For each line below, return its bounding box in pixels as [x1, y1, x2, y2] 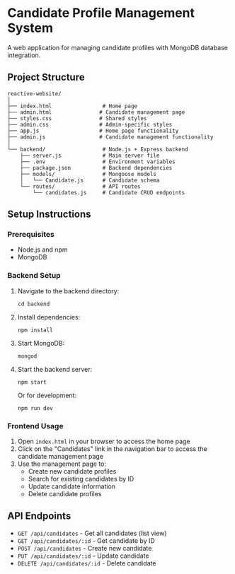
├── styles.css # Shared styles [7, 115, 147, 122]
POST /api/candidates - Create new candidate [17, 544, 152, 552]
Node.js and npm [17, 245, 68, 254]
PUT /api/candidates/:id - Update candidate [17, 551, 150, 560]
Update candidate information [28, 482, 115, 491]
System [7, 20, 54, 36]
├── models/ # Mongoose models [20, 170, 157, 177]
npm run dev [17, 404, 53, 411]
